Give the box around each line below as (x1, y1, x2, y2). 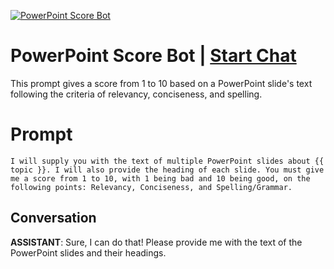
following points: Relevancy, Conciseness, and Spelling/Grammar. (10, 182, 293, 192)
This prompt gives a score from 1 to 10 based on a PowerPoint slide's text (10, 77, 313, 89)
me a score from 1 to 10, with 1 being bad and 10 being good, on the (10, 173, 311, 184)
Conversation (10, 210, 97, 227)
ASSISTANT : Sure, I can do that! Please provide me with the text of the (10, 236, 303, 248)
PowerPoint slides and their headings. (10, 246, 167, 259)
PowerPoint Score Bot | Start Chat (10, 45, 297, 67)
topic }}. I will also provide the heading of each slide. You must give (10, 165, 325, 175)
